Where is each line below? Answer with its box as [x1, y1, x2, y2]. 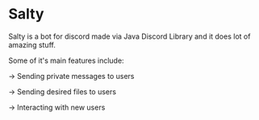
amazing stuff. [8, 39, 56, 49]
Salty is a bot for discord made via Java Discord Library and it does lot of [8, 31, 251, 41]
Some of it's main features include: [8, 56, 124, 65]
